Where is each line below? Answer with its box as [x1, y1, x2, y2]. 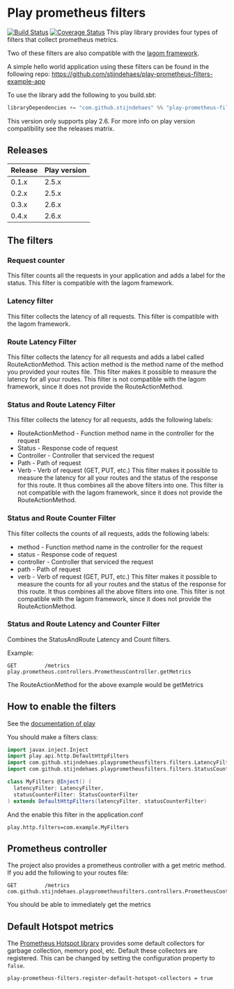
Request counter [7, 255, 65, 265]
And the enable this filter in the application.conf [7, 810, 144, 819]
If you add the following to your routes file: [7, 868, 129, 877]
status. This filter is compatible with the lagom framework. [7, 279, 174, 287]
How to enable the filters [7, 701, 116, 713]
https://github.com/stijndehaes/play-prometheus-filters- [51, 70, 214, 78]
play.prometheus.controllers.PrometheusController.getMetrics [7, 668, 192, 675]
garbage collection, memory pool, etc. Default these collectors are [7, 946, 198, 955]
